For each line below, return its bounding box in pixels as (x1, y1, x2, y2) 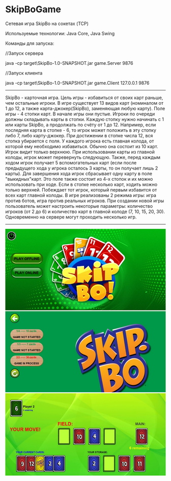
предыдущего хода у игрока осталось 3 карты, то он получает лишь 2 (5, 165, 158, 171)
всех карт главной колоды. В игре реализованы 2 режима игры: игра (5, 192, 157, 198)
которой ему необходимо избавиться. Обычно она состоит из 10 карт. (5, 143, 159, 149)
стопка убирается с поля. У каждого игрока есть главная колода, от (5, 138, 154, 144)
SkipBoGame (5, 4, 62, 15)
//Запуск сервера (5, 50, 44, 56)
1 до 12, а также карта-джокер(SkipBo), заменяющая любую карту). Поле (5, 105, 165, 111)
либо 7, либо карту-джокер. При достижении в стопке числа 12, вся (5, 132, 153, 138)
